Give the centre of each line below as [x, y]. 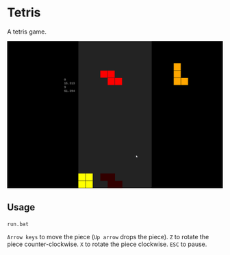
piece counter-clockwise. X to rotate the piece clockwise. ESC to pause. [107, 244]
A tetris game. [27, 32]
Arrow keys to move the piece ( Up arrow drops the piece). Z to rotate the [108, 237]
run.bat [18, 224]
